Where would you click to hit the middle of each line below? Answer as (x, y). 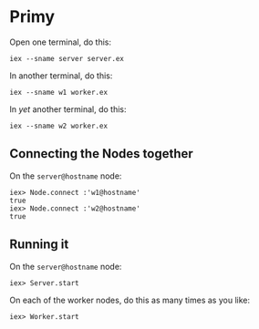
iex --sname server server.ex (67, 58)
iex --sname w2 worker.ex (58, 126)
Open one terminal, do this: (61, 42)
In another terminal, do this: (61, 76)
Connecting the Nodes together (101, 154)
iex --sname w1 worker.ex (58, 92)
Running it (39, 245)
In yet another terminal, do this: (68, 109)
